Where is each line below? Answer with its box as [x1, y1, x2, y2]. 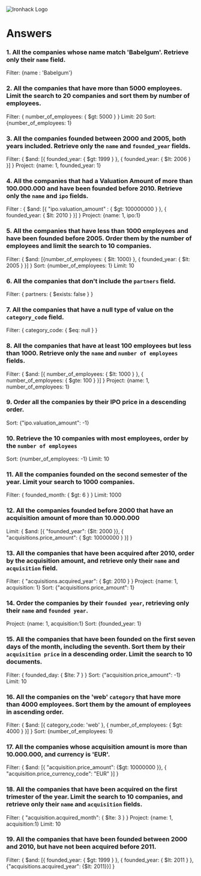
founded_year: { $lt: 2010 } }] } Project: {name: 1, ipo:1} [6, 212, 141, 219]
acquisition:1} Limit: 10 [6, 820, 61, 827]
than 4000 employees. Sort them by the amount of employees [6, 700, 191, 708]
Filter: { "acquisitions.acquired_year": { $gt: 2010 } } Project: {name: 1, [6, 578, 178, 585]
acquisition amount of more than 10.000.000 [6, 514, 140, 522]
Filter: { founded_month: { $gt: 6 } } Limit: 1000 [6, 491, 122, 498]
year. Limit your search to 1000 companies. [6, 478, 135, 486]
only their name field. [6, 56, 66, 64]
